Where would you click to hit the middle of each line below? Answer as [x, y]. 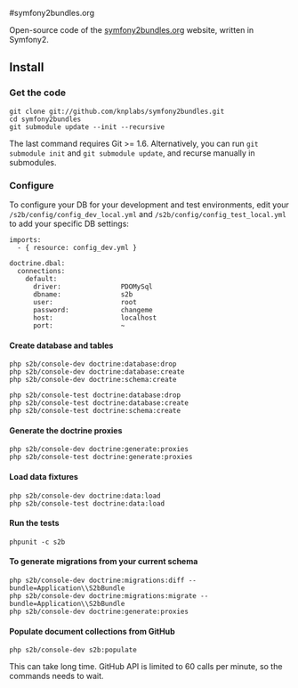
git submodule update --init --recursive [87, 127]
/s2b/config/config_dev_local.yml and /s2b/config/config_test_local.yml [148, 214]
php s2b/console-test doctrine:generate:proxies [101, 457]
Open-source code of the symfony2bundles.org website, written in [132, 30]
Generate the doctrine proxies [66, 430]
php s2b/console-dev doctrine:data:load [85, 496]
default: [41, 279]
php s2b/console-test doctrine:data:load [87, 503]
